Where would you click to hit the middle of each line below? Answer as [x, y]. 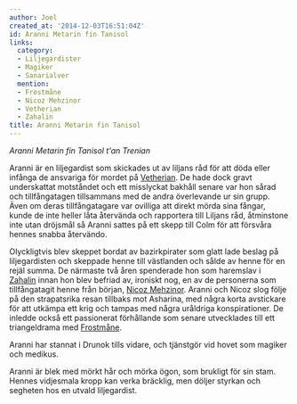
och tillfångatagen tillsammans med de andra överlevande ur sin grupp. [140, 196]
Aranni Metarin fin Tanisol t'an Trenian [80, 151]
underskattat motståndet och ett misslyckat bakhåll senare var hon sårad [143, 187]
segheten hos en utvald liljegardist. [73, 390]
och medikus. [34, 354]
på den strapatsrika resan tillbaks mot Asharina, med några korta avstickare [148, 299]
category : [35, 51]
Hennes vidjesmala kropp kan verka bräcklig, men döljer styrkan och [135, 381]
